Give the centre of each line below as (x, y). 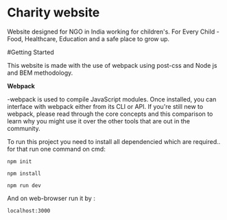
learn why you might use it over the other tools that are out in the (99, 121)
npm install (24, 173)
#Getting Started (31, 52)
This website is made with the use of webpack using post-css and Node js (112, 65)
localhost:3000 (29, 210)
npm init (20, 161)
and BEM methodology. (40, 73)
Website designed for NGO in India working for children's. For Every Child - (113, 32)
